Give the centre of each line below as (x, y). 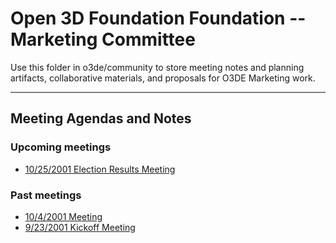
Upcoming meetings (61, 147)
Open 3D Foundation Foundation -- (158, 18)
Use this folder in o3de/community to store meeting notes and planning (157, 67)
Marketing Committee (103, 39)
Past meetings (46, 195)
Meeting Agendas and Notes (101, 118)
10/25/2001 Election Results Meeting (100, 169)
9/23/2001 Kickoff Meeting (80, 227)
